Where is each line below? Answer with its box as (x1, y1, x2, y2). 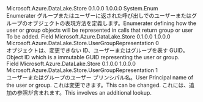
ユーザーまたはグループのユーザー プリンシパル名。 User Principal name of (6, 74, 194, 81)
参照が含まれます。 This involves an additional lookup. (17, 89, 152, 96)
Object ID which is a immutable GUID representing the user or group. (6, 54, 180, 60)
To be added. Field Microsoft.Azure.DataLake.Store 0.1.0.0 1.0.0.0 (6, 33, 171, 40)
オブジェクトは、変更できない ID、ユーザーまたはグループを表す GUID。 (6, 47, 188, 54)
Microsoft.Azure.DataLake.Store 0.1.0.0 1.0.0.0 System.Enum (6, 5, 158, 12)
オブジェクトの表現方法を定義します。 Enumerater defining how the (27, 20, 197, 27)
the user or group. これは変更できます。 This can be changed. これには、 (6, 81, 190, 89)
